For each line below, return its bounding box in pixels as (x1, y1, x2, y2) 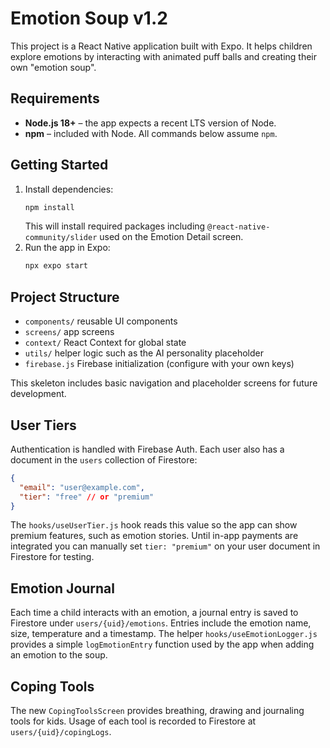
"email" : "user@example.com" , (19, 482, 145, 492)
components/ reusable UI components (24, 315, 178, 327)
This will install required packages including (24, 220, 206, 232)
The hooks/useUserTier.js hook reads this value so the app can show (10, 519, 298, 531)
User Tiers (10, 417, 77, 434)
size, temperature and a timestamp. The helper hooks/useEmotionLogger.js (10, 628, 318, 640)
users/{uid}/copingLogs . (10, 726, 112, 738)
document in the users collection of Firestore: (10, 453, 198, 466)
